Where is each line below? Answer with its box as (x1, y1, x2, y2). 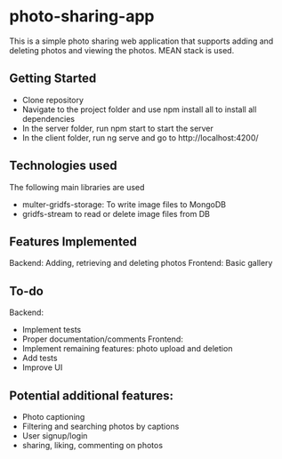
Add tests (21, 353, 58, 364)
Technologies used (9, 158, 117, 173)
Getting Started (9, 71, 97, 86)
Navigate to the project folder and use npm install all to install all (21, 104, 257, 115)
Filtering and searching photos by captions (21, 421, 180, 431)
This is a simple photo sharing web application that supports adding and (9, 36, 274, 46)
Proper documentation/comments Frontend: (21, 334, 184, 344)
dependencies (21, 113, 76, 124)
